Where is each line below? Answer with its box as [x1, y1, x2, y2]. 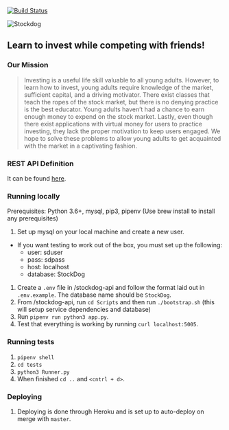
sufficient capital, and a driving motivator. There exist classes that [23, 90, 210, 99]
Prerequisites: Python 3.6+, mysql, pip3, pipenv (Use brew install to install [7, 207, 215, 216]
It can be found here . [7, 174, 67, 182]
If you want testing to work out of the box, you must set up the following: [16, 241, 223, 249]
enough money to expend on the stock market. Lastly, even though [23, 112, 213, 120]
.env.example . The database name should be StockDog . [16, 291, 171, 299]
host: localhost [27, 263, 70, 271]
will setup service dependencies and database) [16, 306, 151, 314]
